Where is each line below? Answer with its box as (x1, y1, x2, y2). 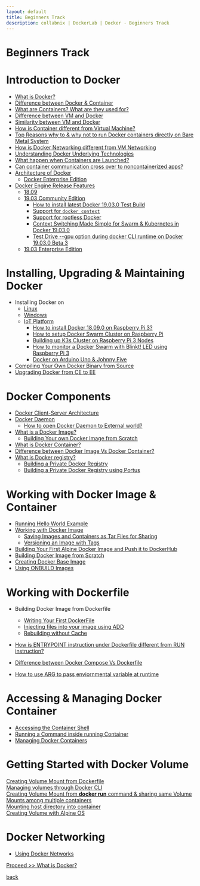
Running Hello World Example (14, 520, 88, 527)
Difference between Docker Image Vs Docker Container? (14, 447, 155, 455)
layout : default (6, 8, 47, 15)
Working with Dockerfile (6, 586, 130, 599)
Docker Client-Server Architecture (14, 409, 99, 416)
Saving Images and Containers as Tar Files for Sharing (23, 533, 158, 540)
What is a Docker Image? (14, 428, 76, 436)
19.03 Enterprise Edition (23, 245, 82, 252)
